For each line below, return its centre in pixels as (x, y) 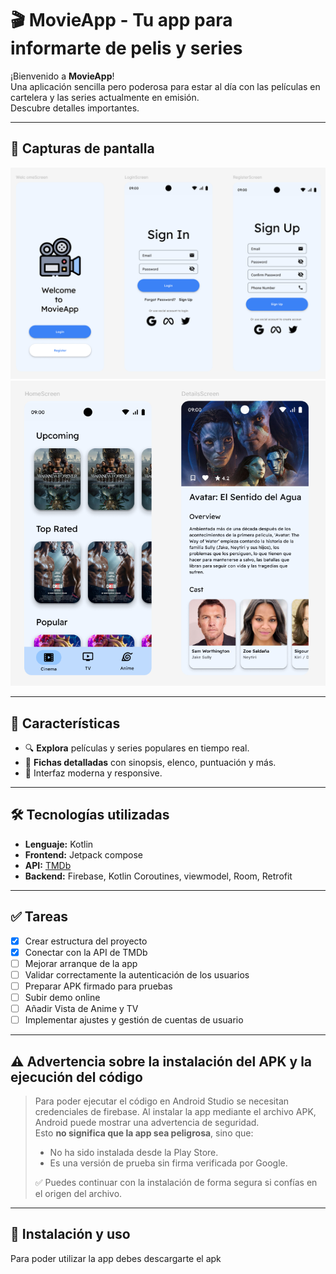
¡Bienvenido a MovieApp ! (62, 76)
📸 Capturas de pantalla (82, 148)
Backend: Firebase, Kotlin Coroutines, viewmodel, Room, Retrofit (158, 876)
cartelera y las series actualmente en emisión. (105, 97)
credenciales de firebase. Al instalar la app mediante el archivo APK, (175, 1112)
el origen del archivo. (78, 1194)
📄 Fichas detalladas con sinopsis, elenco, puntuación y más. (150, 763)
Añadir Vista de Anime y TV (81, 1009)
